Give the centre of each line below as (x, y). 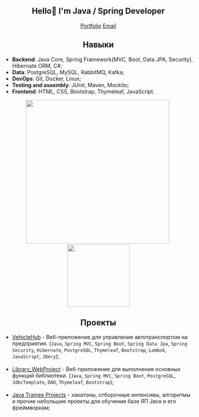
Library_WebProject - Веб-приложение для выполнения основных (96, 369)
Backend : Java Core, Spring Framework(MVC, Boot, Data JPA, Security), (102, 59)
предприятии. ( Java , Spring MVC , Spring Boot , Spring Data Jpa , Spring (99, 344)
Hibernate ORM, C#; (37, 66)
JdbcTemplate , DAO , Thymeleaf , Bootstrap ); (63, 382)
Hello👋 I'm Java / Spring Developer (98, 11)
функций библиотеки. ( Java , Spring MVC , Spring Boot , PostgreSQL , (94, 376)
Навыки (98, 45)
